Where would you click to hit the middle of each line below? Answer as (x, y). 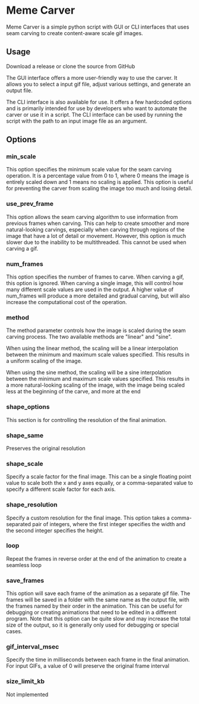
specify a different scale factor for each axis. (61, 489)
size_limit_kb (26, 681)
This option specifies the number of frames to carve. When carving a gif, (95, 277)
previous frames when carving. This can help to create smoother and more (98, 223)
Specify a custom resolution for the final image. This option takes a (88, 518)
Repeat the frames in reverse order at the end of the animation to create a (97, 558)
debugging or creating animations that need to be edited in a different (91, 612)
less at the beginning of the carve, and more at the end (73, 392)
